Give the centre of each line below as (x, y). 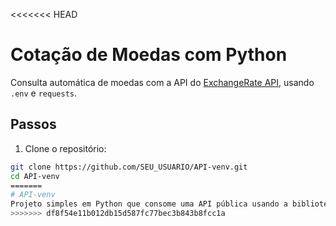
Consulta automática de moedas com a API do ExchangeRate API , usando (162, 82)
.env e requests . (44, 93)
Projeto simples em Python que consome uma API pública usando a (149, 204)
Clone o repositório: (65, 148)
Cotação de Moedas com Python (149, 55)
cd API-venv (35, 176)
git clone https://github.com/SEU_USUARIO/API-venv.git (129, 167)
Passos (33, 124)
